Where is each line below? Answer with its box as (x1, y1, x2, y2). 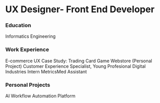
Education (5, 22, 32, 29)
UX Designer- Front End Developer (5, 4, 155, 15)
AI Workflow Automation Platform (5, 93, 76, 99)
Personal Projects (5, 81, 50, 88)
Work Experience (5, 46, 50, 53)
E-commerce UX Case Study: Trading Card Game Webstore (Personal (5, 58, 152, 64)
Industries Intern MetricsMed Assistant (5, 68, 87, 74)
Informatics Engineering (5, 33, 56, 39)
